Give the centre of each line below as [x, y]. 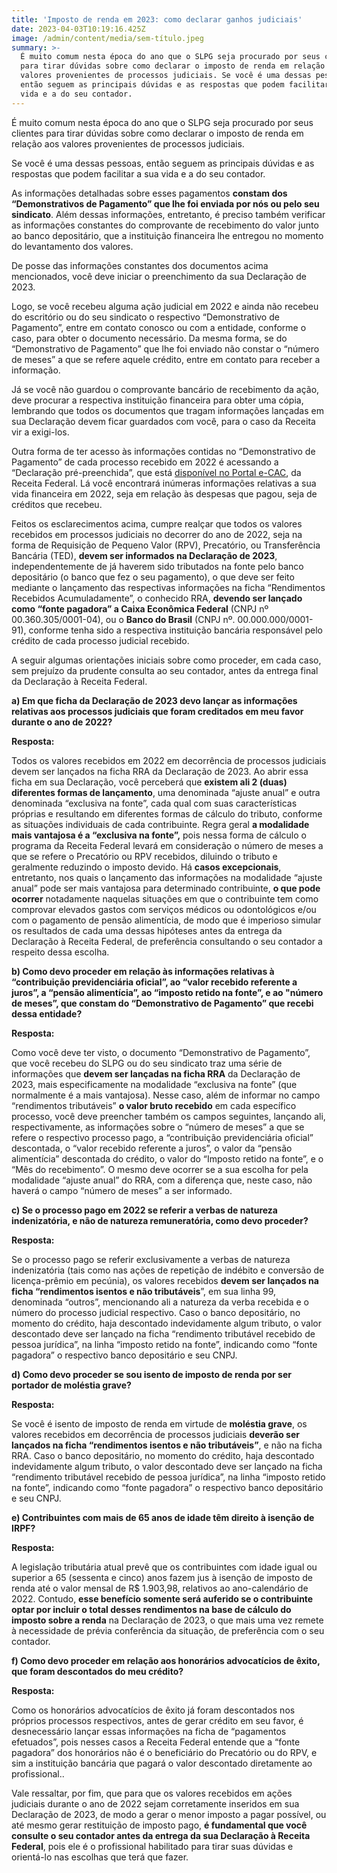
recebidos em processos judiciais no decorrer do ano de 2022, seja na [157, 534]
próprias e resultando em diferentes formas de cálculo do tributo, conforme [167, 813]
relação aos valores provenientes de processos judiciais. [128, 143]
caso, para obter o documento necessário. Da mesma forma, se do [149, 338]
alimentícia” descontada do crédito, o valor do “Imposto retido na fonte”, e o [167, 1158]
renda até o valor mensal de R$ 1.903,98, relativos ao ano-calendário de [160, 1588]
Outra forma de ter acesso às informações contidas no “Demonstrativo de [163, 451]
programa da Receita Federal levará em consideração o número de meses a [167, 845]
